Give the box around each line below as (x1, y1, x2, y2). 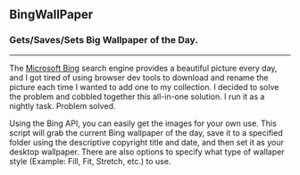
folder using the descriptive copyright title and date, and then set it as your (9, 137, 284, 147)
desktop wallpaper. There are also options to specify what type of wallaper (9, 146, 285, 157)
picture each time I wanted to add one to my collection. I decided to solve (9, 81, 279, 92)
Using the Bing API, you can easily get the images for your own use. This (9, 118, 277, 129)
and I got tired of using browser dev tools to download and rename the (9, 71, 269, 83)
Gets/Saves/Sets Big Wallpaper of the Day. (9, 34, 198, 46)
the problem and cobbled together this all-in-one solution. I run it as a (9, 91, 265, 102)
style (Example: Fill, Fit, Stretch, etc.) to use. (9, 155, 171, 166)
